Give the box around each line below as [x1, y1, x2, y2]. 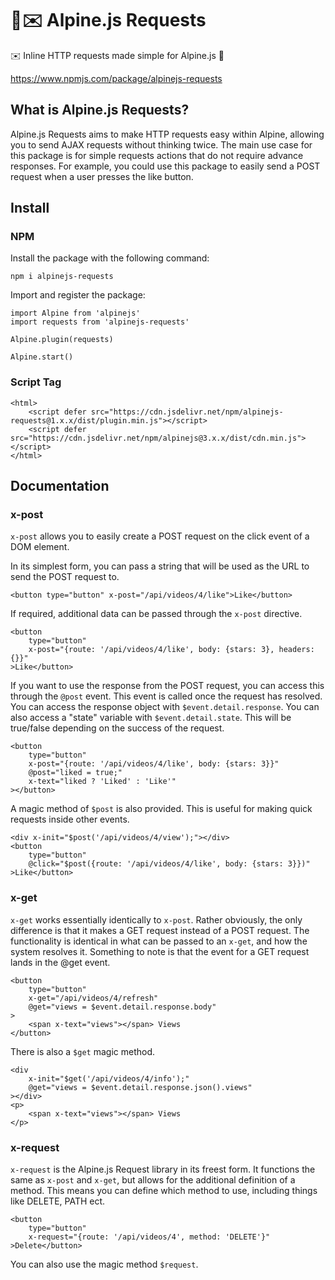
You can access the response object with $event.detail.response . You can [10, 701, 320, 713]
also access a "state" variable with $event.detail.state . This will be [10, 712, 292, 724]
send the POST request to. [10, 571, 120, 583]
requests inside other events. [10, 813, 130, 826]
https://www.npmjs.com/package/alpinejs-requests [10, 72, 223, 84]
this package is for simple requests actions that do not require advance [10, 149, 304, 161]
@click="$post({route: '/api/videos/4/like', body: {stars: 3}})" [28, 859, 311, 869]
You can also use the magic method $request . [10, 1258, 199, 1271]
